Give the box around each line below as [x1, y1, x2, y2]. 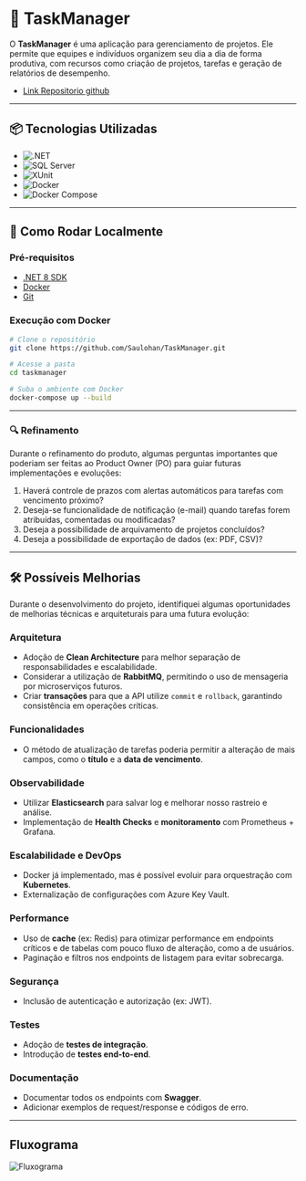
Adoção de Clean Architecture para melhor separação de [22, 652, 241, 663]
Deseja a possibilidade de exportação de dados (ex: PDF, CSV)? [22, 534, 263, 545]
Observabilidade [9, 776, 85, 789]
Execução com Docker [9, 314, 111, 327]
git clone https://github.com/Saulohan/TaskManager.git [9, 343, 226, 352]
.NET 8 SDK [22, 272, 67, 283]
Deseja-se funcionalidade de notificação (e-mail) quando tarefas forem [22, 505, 291, 516]
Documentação [9, 1071, 79, 1084]
